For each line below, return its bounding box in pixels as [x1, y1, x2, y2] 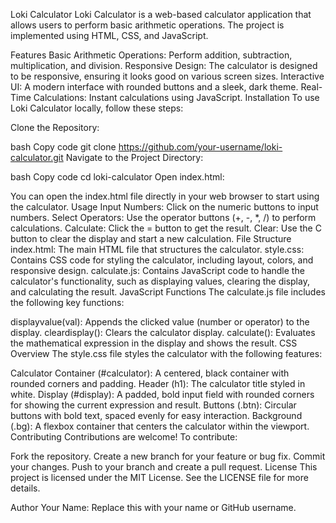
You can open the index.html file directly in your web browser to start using [10, 190, 320, 202]
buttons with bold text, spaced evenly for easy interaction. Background [10, 410, 303, 421]
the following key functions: [10, 297, 125, 308]
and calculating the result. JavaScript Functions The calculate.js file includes [10, 286, 326, 298]
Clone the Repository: [10, 122, 100, 133]
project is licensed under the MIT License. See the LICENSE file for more [10, 472, 309, 483]
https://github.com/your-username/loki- [118, 141, 283, 153]
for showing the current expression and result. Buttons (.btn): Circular [10, 399, 297, 411]
